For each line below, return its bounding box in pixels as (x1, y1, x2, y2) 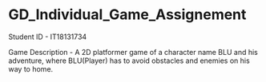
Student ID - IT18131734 (8, 32, 87, 41)
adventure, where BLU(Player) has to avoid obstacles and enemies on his (8, 56, 250, 65)
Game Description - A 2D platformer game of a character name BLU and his (8, 47, 259, 57)
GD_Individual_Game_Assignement (8, 6, 247, 24)
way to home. (8, 64, 54, 73)
